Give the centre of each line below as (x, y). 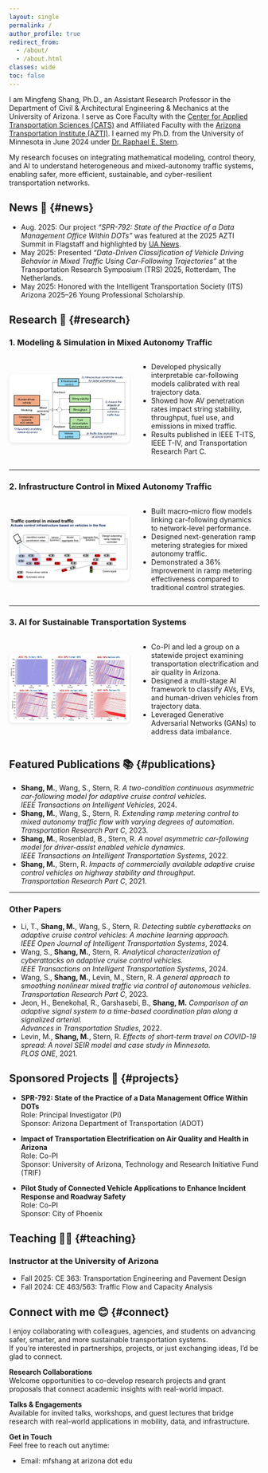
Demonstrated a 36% (186, 561)
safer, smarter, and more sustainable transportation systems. (109, 1340)
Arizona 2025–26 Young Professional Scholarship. (103, 294)
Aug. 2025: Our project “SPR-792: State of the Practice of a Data (127, 226)
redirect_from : (34, 42)
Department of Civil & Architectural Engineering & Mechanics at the (119, 108)
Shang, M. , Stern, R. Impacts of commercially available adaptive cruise (138, 864)
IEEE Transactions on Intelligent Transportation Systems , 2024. (124, 968)
